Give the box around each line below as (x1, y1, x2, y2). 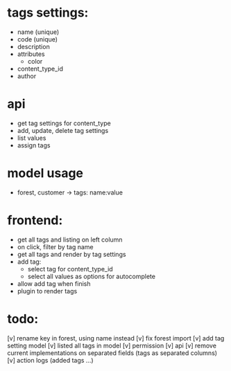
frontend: (7, 212, 63, 228)
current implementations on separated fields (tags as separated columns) (7, 348, 217, 357)
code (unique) (17, 35, 58, 43)
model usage (7, 165, 84, 181)
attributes (17, 50, 45, 58)
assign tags (17, 141, 51, 150)
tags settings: (7, 5, 89, 21)
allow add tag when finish (17, 279, 91, 288)
